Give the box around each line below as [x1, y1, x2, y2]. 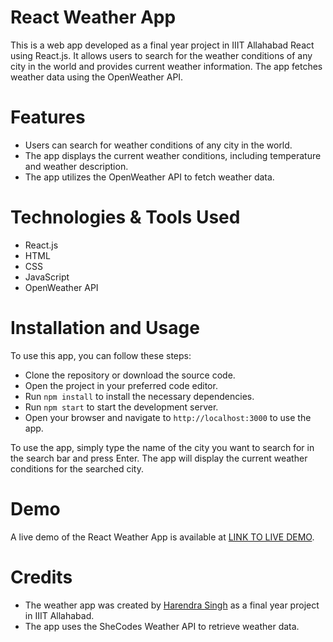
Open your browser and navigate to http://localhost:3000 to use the [24, 411, 312, 423]
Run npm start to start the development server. [24, 401, 219, 413]
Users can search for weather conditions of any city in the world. [24, 139, 293, 151]
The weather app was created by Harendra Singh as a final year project [24, 599, 320, 611]
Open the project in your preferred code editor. [24, 379, 218, 391]
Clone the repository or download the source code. [24, 369, 236, 381]
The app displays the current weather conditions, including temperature [24, 149, 322, 161]
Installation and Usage [10, 317, 200, 339]
